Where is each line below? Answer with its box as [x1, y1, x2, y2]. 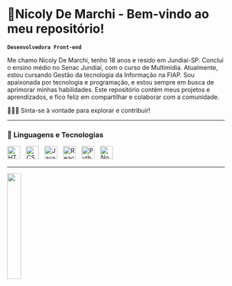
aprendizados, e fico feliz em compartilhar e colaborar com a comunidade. [7, 93, 220, 101]
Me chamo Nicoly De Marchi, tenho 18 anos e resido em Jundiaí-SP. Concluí [7, 55, 224, 64]
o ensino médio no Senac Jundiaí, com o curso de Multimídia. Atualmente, [7, 63, 219, 71]
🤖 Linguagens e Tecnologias [7, 129, 104, 139]
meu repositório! [7, 21, 105, 37]
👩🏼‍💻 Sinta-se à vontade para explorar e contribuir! [7, 106, 151, 114]
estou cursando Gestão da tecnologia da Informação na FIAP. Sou [7, 71, 195, 79]
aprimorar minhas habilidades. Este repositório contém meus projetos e [7, 85, 211, 93]
